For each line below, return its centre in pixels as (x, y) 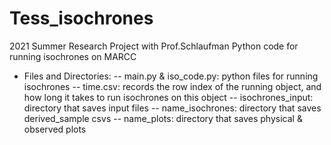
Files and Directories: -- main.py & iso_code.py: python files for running (171, 76)
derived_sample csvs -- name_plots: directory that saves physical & (163, 118)
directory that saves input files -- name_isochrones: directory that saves (172, 108)
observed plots (55, 129)
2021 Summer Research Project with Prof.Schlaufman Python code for (154, 46)
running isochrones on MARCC (73, 56)
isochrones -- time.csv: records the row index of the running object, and (172, 86)
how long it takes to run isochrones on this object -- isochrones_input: (168, 97)
